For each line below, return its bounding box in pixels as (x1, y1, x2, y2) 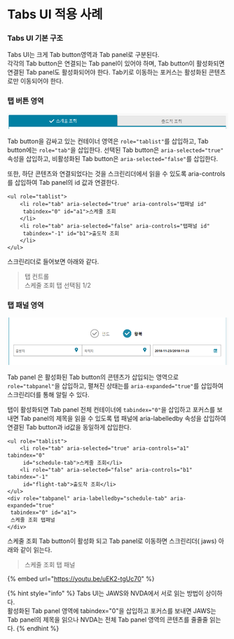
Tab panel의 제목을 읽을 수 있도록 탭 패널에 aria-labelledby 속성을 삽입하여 (20, 414, 226, 422)
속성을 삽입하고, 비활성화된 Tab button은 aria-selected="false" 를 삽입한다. (7, 155, 219, 163)
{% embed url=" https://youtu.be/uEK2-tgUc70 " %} (7, 574, 155, 583)
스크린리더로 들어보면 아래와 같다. (7, 257, 99, 266)
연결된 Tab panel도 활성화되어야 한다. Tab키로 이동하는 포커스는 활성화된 (7, 68, 207, 77)
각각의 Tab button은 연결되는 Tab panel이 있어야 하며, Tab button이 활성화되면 (7, 59, 225, 67)
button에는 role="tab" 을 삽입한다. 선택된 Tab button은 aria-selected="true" (7, 146, 224, 155)
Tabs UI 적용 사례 (7, 6, 103, 22)
